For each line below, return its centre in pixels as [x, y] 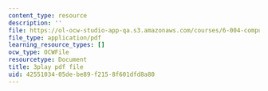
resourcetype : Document [48, 60]
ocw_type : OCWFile [39, 52]
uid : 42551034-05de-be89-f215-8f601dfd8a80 [82, 74]
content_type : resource [48, 15]
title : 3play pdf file [46, 67]
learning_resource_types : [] [57, 45]
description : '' [35, 23]
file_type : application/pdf [55, 38]
